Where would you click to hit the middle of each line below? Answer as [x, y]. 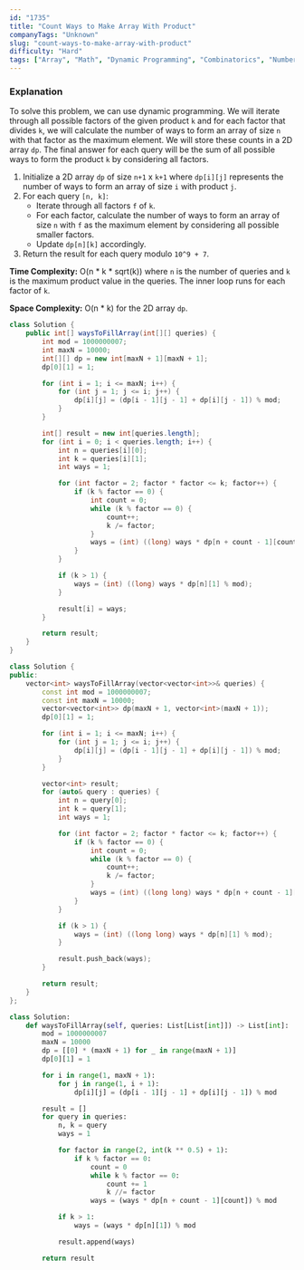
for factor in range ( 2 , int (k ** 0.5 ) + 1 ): [143, 1150]
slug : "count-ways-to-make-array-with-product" [101, 43]
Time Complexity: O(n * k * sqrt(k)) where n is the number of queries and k [150, 272]
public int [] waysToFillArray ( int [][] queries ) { [121, 333]
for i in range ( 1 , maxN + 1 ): [99, 1075]
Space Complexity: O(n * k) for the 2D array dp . [99, 308]
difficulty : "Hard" [46, 52]
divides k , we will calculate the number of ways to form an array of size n [145, 130]
